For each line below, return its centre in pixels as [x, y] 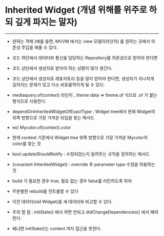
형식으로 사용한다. [29, 101]
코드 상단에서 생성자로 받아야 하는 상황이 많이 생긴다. [62, 68]
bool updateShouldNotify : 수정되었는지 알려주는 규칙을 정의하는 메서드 [81, 154]
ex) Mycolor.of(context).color [41, 127]
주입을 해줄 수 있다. [40, 47]
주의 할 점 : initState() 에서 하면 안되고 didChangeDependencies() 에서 [81, 212]
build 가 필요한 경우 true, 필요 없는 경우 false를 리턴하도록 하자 [72, 181]
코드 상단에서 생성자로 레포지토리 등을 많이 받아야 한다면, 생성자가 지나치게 [83, 78]
